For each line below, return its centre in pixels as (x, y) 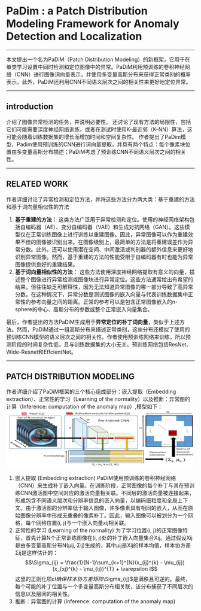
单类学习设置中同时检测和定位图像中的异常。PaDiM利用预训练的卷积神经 (95, 66)
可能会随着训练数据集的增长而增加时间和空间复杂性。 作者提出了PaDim (94, 136)
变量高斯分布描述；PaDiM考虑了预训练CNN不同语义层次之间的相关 (104, 151)
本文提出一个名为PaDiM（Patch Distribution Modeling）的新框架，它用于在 (98, 59)
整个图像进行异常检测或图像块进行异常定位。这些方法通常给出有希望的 (106, 279)
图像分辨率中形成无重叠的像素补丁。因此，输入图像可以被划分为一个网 (106, 515)
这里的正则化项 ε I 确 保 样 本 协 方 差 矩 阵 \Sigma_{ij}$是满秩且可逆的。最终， (103, 579)
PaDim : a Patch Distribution (77, 11)
